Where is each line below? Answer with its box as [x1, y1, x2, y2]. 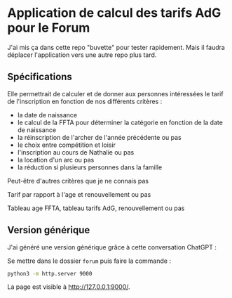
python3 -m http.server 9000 [7, 270, 93, 277]
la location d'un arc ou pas [17, 155, 95, 164]
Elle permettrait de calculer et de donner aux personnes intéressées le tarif [7, 89, 224, 98]
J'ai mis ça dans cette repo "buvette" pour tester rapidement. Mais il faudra [7, 43, 226, 51]
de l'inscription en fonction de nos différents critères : [7, 97, 163, 105]
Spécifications [7, 71, 72, 83]
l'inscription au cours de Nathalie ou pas [17, 148, 135, 156]
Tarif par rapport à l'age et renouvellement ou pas [7, 190, 151, 198]
